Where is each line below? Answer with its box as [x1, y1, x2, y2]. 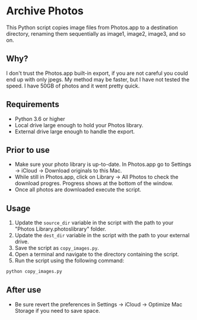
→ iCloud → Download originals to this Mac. [14, 167, 122, 174]
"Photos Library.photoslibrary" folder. [14, 225, 107, 233]
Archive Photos [6, 4, 84, 18]
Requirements [6, 99, 59, 109]
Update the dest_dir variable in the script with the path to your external [14, 232, 190, 239]
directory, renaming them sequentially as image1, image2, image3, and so [6, 30, 186, 37]
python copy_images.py [6, 269, 62, 275]
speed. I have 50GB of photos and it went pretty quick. [6, 82, 140, 89]
